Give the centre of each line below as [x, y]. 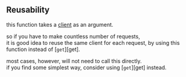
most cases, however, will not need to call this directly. [74, 61]
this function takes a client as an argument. [60, 24]
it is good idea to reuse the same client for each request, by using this [93, 42]
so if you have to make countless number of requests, [73, 36]
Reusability [28, 10]
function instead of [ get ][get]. [43, 49]
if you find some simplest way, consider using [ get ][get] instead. [87, 67]
